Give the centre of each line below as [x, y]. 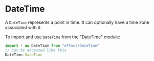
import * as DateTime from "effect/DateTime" [52, 46]
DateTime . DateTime [24, 55]
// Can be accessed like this [36, 50]
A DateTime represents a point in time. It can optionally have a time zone [77, 22]
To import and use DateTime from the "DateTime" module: [63, 37]
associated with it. [23, 27]
